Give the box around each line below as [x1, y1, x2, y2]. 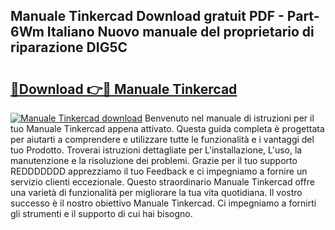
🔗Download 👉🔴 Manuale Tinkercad [10, 80, 238, 98]
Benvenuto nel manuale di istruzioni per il [144, 112, 315, 124]
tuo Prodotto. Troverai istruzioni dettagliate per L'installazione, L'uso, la [10, 144, 303, 156]
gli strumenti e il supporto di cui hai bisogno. [10, 208, 193, 219]
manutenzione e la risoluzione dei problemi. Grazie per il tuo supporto [10, 155, 298, 166]
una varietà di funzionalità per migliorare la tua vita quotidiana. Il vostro [10, 187, 303, 198]
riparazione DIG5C [10, 39, 128, 56]
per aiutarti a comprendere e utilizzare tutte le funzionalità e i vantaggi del [10, 134, 315, 145]
